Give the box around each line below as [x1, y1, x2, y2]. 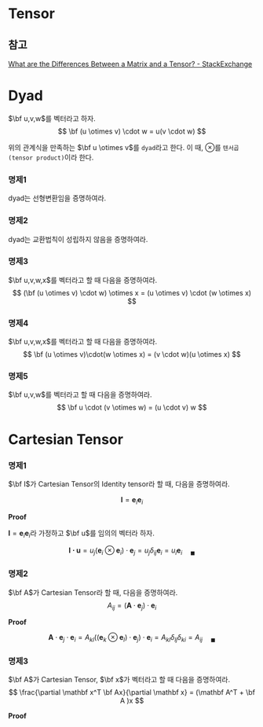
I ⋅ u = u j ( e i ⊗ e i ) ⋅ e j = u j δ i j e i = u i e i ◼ [68, 545, 195, 556]
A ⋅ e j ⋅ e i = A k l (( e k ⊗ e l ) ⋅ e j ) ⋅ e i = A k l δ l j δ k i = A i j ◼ [48, 633, 216, 644]
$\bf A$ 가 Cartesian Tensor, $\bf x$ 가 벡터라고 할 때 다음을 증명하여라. [8, 675, 231, 685]
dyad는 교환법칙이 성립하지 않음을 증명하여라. [8, 234, 148, 244]
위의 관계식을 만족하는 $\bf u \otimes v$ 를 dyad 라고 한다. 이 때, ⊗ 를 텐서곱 [8, 142, 239, 152]
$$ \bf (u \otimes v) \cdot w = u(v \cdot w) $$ [57, 127, 206, 136]
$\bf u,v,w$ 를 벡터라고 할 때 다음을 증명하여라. [8, 390, 152, 399]
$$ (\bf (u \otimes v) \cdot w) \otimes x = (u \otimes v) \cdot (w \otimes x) [12, 288, 252, 297]
